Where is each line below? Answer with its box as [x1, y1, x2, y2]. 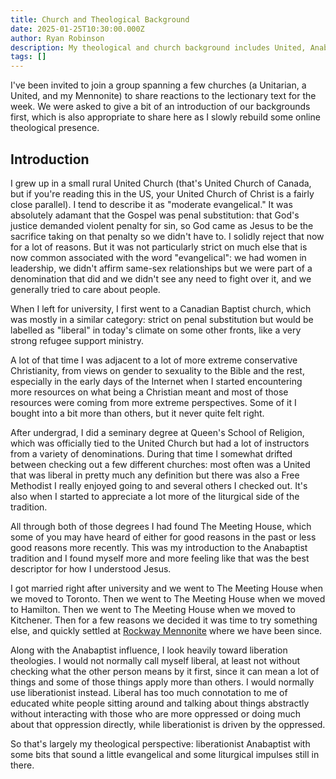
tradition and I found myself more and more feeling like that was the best [10, 552, 310, 564]
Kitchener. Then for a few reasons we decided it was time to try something [10, 614, 318, 626]
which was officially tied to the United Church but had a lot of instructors [10, 437, 310, 449]
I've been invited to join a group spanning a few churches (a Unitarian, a [10, 79, 307, 91]
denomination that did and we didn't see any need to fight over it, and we [10, 272, 312, 285]
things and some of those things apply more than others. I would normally [10, 676, 315, 688]
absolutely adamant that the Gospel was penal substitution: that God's [10, 209, 300, 221]
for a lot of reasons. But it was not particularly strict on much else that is [10, 241, 308, 253]
